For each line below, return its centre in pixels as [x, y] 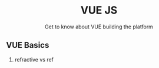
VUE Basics [28, 45]
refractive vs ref [34, 59]
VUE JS [99, 10]
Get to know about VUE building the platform [99, 27]
